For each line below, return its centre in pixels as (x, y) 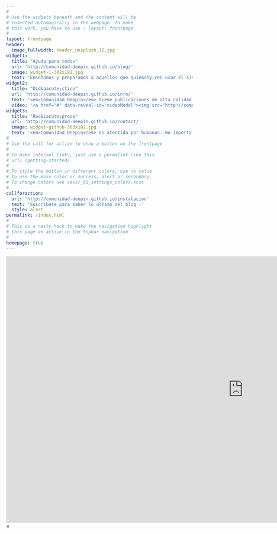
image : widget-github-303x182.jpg (54, 127)
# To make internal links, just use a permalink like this (80, 155)
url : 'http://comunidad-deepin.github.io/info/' (73, 94)
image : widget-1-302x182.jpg (47, 72)
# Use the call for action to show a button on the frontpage (84, 144)
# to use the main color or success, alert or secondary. (79, 177)
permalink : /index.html (36, 215)
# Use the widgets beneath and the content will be (71, 17)
